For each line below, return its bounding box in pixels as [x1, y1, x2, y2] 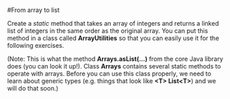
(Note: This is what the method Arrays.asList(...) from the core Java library [7, 55, 224, 63]
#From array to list [7, 6, 60, 14]
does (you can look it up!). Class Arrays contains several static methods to [7, 62, 221, 70]
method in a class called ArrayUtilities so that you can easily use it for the [7, 34, 220, 42]
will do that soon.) [7, 84, 59, 92]
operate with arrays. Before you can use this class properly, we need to [7, 69, 212, 78]
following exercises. [7, 42, 65, 49]
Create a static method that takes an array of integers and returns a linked [7, 19, 219, 27]
